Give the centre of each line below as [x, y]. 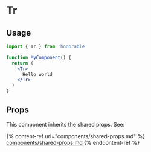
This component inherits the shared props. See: [66, 124]
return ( [23, 63]
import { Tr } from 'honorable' [47, 46]
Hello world [37, 74]
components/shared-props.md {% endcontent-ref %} [73, 142]
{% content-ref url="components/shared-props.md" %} [75, 136]
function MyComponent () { [39, 57]
